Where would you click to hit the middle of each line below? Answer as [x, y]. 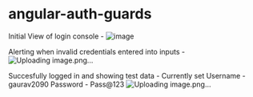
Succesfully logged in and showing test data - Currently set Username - [127, 75]
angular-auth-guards [80, 14]
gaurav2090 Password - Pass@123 [66, 84]
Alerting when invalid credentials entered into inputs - [97, 51]
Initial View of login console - [56, 36]
